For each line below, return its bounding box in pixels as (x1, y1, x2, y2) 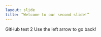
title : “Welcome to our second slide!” (5, 12, 90, 17)
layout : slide (5, 7, 36, 13)
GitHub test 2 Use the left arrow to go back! (5, 26, 96, 32)
